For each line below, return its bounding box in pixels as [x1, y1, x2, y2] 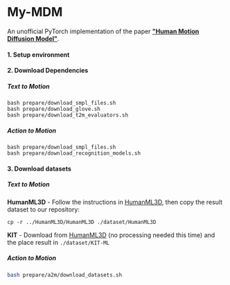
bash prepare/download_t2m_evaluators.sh [7, 112, 129, 119]
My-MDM [7, 4, 63, 20]
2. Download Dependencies [7, 67, 89, 75]
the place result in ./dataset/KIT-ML [7, 238, 110, 246]
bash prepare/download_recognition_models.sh [7, 150, 141, 157]
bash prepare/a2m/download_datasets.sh [7, 271, 123, 278]
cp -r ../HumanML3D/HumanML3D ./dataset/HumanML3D [7, 218, 157, 225]
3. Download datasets [7, 164, 71, 173]
